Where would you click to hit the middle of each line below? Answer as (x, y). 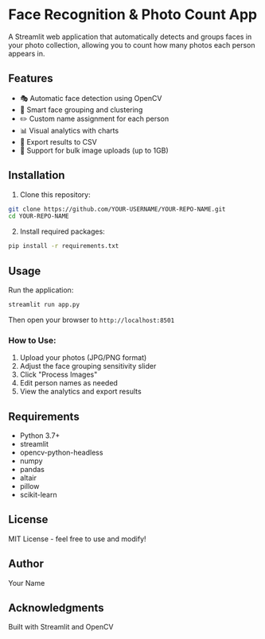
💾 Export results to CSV (58, 141)
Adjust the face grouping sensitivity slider (88, 366)
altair (28, 478)
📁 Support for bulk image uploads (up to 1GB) (94, 150)
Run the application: (41, 290)
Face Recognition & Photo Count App (132, 15)
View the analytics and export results (80, 392)
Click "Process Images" (58, 374)
